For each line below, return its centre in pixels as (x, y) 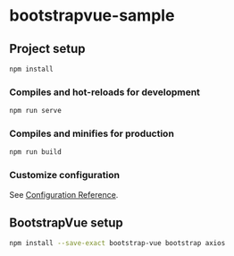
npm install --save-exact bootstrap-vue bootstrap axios (117, 243)
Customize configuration (65, 175)
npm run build (36, 152)
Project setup (48, 49)
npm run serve (36, 111)
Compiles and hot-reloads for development (105, 92)
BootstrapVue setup (66, 222)
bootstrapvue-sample (92, 16)
